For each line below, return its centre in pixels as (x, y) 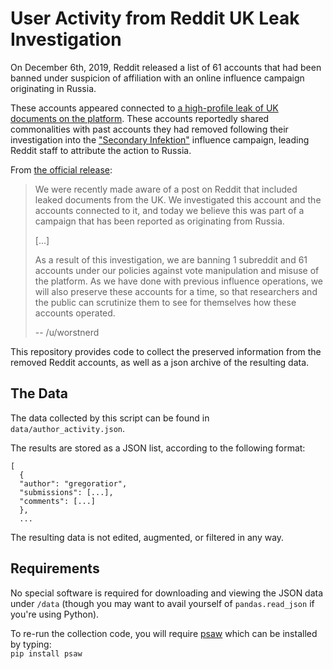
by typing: (31, 644)
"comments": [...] (58, 501)
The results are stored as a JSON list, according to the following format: (158, 448)
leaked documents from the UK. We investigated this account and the (178, 199)
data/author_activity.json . (68, 428)
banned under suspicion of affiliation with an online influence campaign (157, 78)
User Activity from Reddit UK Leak (155, 18)
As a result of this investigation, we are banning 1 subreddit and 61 (171, 259)
